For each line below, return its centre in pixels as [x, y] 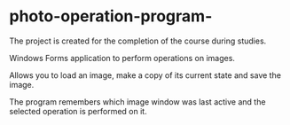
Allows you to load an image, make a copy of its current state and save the [145, 75]
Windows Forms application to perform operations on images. [122, 58]
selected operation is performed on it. [78, 111]
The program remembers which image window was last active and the [137, 102]
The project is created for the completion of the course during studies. [138, 41]
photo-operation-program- [111, 16]
